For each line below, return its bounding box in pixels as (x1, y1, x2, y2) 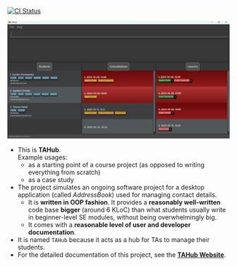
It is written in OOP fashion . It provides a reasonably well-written (28, 198, 221, 206)
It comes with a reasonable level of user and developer (28, 220, 191, 229)
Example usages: (17, 152, 68, 162)
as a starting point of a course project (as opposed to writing (28, 160, 205, 169)
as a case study (28, 175, 74, 183)
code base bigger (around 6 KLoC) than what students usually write (28, 205, 226, 214)
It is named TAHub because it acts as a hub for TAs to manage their (17, 235, 210, 243)
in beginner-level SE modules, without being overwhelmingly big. (28, 212, 217, 222)
